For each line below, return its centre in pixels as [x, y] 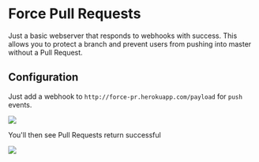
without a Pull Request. [45, 52]
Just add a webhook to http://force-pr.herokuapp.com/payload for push [126, 96]
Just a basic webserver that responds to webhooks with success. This [123, 36]
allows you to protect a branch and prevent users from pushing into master [130, 43]
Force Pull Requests [75, 14]
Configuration [43, 77]
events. [20, 104]
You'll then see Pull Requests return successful [85, 134]
